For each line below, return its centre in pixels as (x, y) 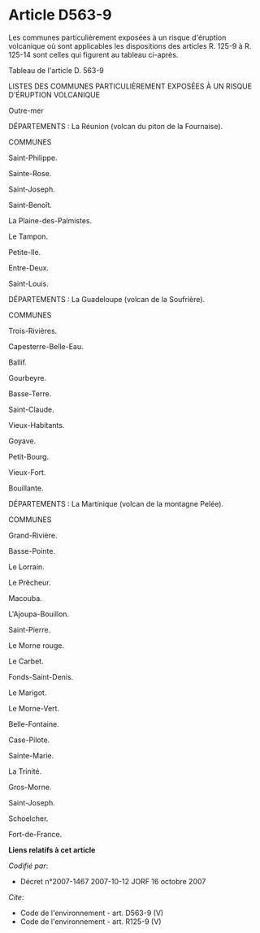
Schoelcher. (28, 819)
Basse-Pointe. (32, 551)
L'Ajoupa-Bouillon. (39, 614)
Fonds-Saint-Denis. (41, 676)
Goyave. (22, 441)
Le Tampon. (28, 236)
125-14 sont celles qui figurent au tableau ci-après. (93, 54)
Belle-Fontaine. (34, 724)
